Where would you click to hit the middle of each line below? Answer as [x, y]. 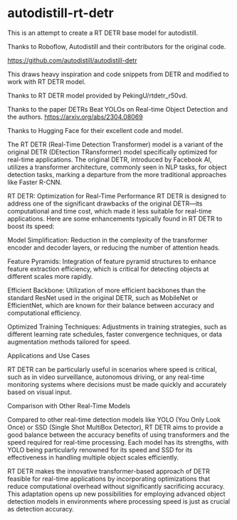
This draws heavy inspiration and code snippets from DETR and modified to [118, 74]
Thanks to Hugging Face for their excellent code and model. [95, 130]
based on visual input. [40, 392]
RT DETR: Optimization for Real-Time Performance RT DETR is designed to [117, 196]
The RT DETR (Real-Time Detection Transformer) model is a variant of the [115, 144]
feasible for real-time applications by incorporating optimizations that [109, 479]
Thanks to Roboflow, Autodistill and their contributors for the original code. [117, 46]
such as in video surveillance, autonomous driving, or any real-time [106, 377]
